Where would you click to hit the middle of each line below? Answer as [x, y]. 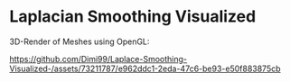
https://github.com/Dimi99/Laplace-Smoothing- [98, 59]
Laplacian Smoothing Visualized [133, 17]
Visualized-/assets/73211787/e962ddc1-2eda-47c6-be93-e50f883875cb [145, 68]
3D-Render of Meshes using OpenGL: [80, 41]
